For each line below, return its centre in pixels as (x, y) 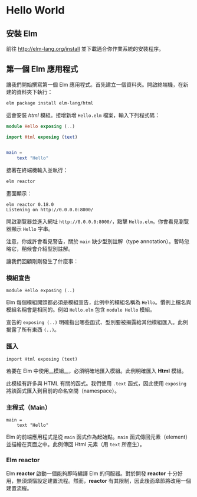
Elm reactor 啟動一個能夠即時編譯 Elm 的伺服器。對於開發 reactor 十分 (92, 473)
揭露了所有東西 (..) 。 (33, 330)
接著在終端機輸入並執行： (37, 170)
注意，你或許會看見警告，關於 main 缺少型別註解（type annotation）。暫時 (95, 241)
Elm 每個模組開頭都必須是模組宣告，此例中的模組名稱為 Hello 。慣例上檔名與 (99, 302)
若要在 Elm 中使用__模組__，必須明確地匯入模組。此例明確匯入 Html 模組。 (96, 371)
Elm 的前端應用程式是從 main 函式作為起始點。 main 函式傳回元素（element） (98, 437)
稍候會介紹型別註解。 (47, 249)
